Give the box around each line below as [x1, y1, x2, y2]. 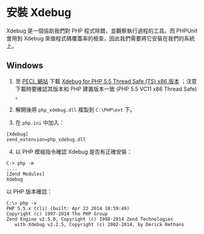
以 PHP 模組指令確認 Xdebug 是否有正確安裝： [15, 148, 133, 155]
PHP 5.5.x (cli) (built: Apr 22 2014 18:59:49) [6, 205, 130, 211]
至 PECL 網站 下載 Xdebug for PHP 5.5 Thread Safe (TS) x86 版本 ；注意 [15, 77, 197, 85]
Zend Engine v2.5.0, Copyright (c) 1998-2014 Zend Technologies [6, 216, 173, 222]
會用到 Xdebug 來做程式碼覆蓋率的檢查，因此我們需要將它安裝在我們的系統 [6, 34, 195, 42]
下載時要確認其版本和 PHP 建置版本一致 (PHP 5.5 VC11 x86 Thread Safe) [15, 85, 197, 92]
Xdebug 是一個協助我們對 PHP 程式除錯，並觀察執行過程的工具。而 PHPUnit [6, 27, 198, 34]
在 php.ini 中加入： [15, 119, 65, 126]
